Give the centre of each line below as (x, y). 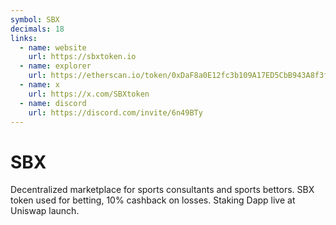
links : (24, 38)
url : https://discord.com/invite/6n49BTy (115, 112)
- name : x (39, 85)
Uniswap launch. (45, 211)
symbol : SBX (35, 19)
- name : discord (53, 103)
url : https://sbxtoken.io (82, 57)
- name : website (53, 47)
